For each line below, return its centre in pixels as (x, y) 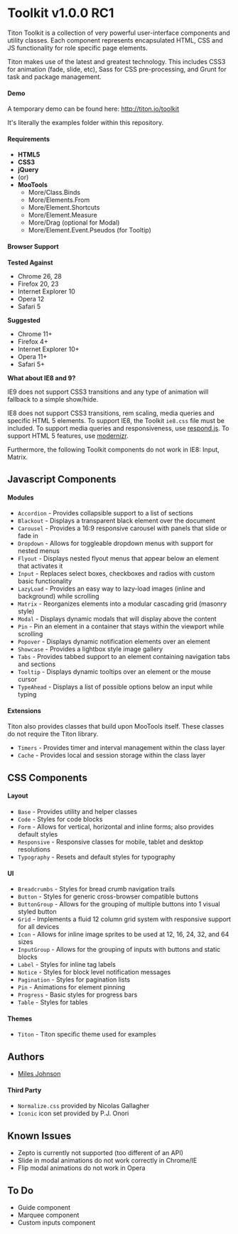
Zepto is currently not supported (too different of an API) (100, 1153)
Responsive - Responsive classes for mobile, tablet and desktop (110, 842)
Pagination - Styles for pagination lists (74, 980)
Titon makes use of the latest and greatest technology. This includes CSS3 (117, 61)
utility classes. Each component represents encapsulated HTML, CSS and (115, 40)
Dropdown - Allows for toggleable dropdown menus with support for (115, 543)
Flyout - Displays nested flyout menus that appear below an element (118, 559)
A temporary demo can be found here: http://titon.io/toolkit (93, 109)
